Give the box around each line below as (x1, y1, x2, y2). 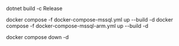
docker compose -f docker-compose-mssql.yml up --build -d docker (6, 16, 173, 23)
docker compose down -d (6, 34, 69, 40)
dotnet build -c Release (6, 5, 63, 12)
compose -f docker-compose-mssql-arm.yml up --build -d (6, 23, 148, 29)
